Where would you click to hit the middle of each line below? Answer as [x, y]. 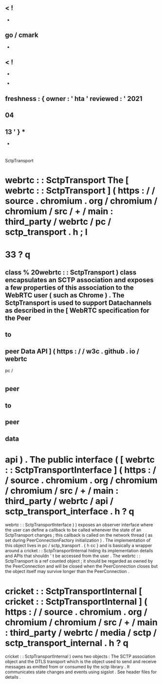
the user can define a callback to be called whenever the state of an [73, 530]
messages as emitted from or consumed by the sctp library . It [67, 667]
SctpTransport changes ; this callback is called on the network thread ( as [79, 535]
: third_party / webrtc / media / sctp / [81, 633]
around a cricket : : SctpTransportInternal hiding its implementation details [79, 551]
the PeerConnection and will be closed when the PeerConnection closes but [81, 566]
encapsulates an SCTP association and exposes [80, 280]
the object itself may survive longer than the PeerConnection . [67, 571]
